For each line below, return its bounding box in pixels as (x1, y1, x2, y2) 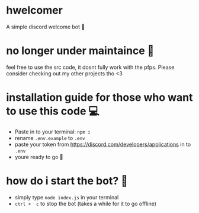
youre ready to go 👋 (14, 153, 63, 160)
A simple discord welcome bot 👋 (6, 23, 85, 30)
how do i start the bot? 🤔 (6, 174, 129, 187)
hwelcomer (6, 4, 63, 17)
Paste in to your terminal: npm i (14, 128, 91, 135)
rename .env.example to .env (14, 134, 85, 141)
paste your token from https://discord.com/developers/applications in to (14, 141, 191, 148)
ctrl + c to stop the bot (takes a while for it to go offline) (14, 200, 157, 207)
